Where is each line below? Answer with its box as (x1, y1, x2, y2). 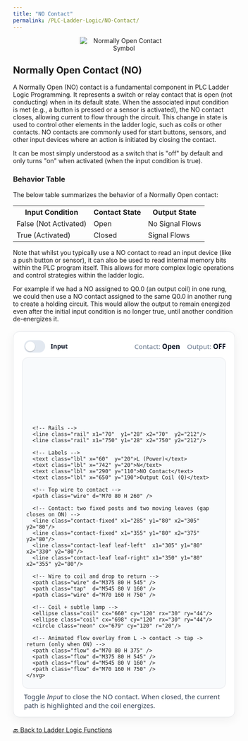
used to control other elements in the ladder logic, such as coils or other (13, 121, 222, 129)
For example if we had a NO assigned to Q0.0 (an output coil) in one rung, (13, 284, 228, 293)
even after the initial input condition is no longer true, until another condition (13, 307, 233, 315)
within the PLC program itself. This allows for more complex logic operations (13, 263, 235, 272)
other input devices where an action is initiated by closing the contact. (13, 136, 217, 144)
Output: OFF (187, 341, 226, 351)
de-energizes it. (13, 314, 59, 323)
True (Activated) (16, 230, 71, 240)
